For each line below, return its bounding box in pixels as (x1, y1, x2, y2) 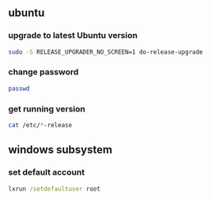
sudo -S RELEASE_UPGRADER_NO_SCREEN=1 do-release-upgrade (8, 47, 203, 56)
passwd (8, 85, 30, 92)
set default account (8, 167, 85, 178)
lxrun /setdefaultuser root (8, 185, 101, 193)
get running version (8, 103, 85, 114)
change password (8, 66, 79, 77)
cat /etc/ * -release (8, 122, 73, 130)
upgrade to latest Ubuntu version (8, 30, 138, 41)
